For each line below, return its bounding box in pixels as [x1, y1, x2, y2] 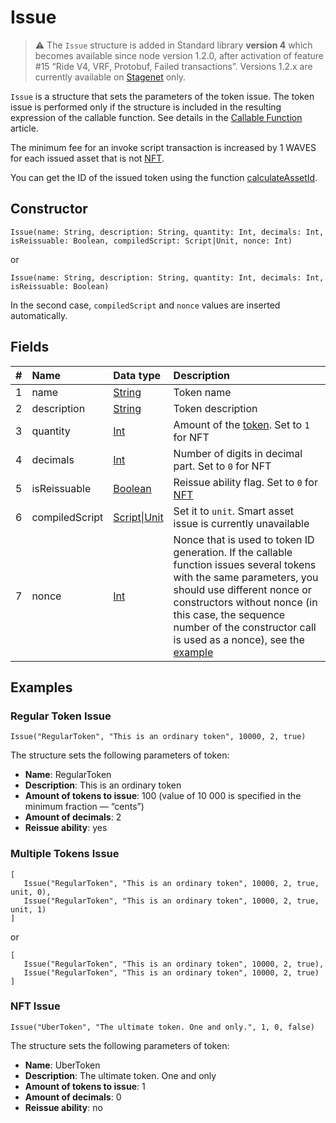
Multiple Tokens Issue [10, 847, 120, 861]
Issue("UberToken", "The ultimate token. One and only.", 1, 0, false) [10, 1022, 315, 1032]
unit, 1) [10, 904, 47, 915]
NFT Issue [10, 999, 61, 1013]
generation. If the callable [173, 545, 293, 559]
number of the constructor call [173, 620, 317, 634]
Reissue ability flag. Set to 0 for [173, 475, 318, 489]
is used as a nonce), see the [173, 632, 305, 646]
